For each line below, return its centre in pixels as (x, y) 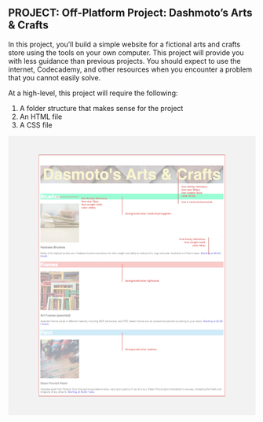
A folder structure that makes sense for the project (101, 108)
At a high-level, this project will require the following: (93, 93)
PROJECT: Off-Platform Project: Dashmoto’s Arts (130, 13)
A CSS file (36, 124)
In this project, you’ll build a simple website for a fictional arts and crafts (124, 44)
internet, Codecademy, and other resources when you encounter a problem (130, 69)
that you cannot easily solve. (55, 77)
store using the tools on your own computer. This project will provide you (126, 52)
